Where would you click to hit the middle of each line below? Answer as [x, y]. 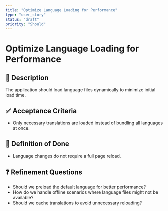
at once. [21, 128]
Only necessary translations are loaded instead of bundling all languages [88, 123]
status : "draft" [22, 19]
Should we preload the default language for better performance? [79, 187]
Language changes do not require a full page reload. [67, 156]
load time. [16, 95]
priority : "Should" [26, 24]
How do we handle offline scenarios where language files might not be [86, 192]
